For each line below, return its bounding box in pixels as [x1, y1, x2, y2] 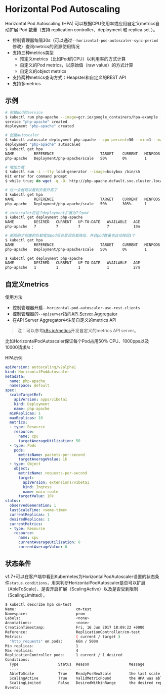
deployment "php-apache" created [5, 124, 74, 129]
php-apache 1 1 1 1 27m [5, 265, 140, 270]
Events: [5, 685, 21, 690]
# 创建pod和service [5, 110, 43, 115]
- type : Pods [9, 443, 37, 448]
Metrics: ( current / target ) [5, 634, 121, 639]
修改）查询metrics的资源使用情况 [12, 43, 80, 49]
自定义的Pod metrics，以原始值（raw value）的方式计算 [19, 62, 133, 68]
